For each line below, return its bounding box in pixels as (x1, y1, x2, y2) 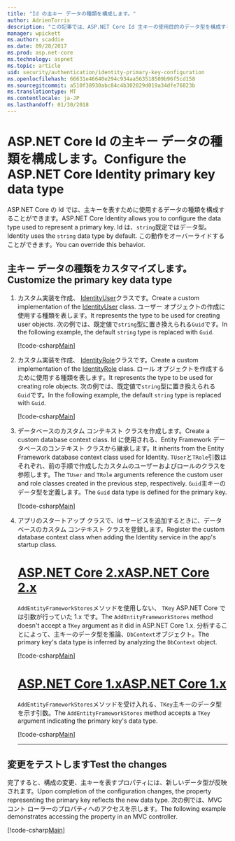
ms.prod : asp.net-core (7, 50, 73, 57)
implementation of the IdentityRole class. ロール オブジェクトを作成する (17, 365, 225, 373)
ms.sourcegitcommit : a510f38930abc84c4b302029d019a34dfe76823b (7, 82, 196, 89)
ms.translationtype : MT (7, 88, 77, 95)
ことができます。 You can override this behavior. (7, 240, 145, 248)
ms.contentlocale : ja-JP (7, 95, 80, 102)
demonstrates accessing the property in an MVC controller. (7, 812, 178, 821)
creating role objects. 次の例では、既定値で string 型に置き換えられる (17, 382, 215, 390)
